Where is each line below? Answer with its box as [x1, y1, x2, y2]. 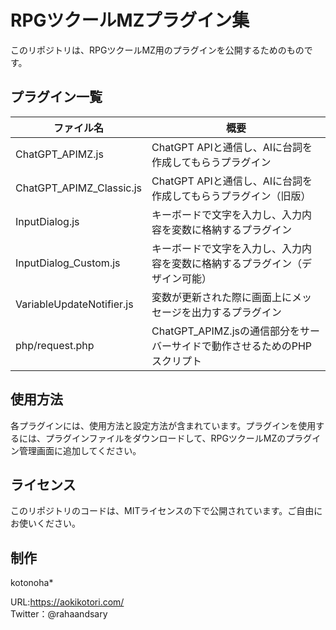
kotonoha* [10, 577, 54, 589]
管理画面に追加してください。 [18, 444, 142, 456]
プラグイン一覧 [10, 89, 103, 106]
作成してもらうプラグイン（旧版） [151, 189, 312, 203]
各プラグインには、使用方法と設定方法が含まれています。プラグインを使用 [10, 419, 317, 431]
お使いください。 [10, 517, 81, 530]
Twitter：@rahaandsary [10, 608, 108, 620]
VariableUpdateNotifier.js [15, 297, 134, 311]
